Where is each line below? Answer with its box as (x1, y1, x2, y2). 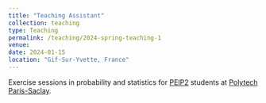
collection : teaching (8, 19, 80, 27)
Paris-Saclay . (8, 86, 52, 95)
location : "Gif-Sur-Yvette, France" (8, 56, 129, 64)
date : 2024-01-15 (8, 48, 66, 56)
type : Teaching (8, 26, 59, 34)
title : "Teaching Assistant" (8, 11, 105, 20)
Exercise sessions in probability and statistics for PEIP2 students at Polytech (8, 77, 258, 87)
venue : (8, 41, 30, 49)
